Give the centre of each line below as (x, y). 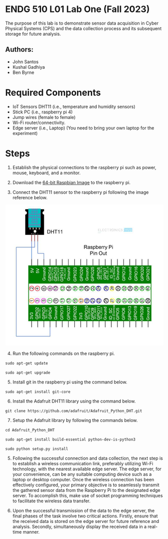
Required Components (53, 93)
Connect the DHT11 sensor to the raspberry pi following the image (80, 192)
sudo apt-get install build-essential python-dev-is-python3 (70, 439)
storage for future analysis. (33, 34)
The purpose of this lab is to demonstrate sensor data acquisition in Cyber (82, 23)
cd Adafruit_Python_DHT (30, 430)
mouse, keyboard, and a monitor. (47, 173)
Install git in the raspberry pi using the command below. (70, 382)
